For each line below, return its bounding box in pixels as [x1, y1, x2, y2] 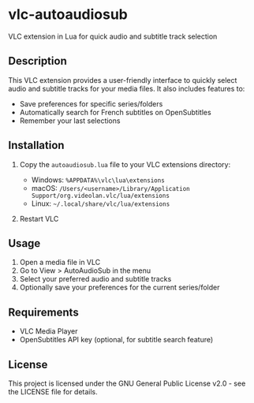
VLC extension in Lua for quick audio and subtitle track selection [8, 32, 218, 41]
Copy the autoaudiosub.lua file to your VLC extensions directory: [19, 159, 231, 169]
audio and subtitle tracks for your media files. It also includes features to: [8, 84, 245, 93]
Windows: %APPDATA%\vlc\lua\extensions [31, 175, 166, 185]
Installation [8, 139, 65, 152]
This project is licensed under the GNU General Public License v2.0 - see [8, 379, 246, 388]
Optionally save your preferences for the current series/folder [19, 282, 220, 293]
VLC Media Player [19, 327, 78, 336]
